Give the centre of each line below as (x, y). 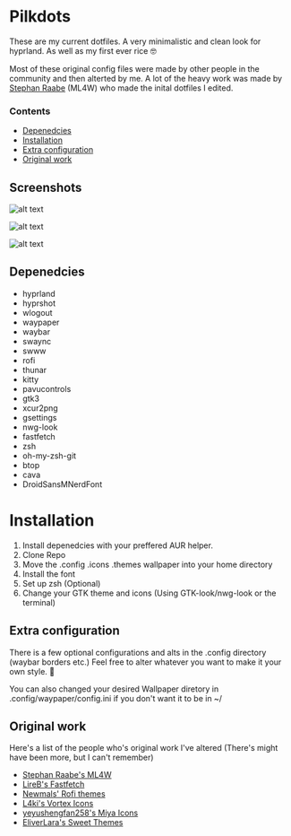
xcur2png (40, 408)
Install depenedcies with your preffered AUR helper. (117, 545)
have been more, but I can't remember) (81, 758)
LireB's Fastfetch (53, 784)
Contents (30, 111)
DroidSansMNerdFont (62, 484)
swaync (37, 341)
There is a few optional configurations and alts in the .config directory (138, 652)
